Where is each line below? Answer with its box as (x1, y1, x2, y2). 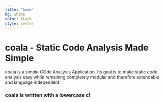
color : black (5, 16, 32, 21)
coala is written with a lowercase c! (5, 92, 91, 99)
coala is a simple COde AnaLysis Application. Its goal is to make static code (5, 69, 158, 75)
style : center (5, 21, 34, 26)
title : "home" (5, 7, 34, 12)
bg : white (5, 12, 26, 17)
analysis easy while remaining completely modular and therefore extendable (5, 74, 160, 80)
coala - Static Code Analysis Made (5, 42, 149, 53)
